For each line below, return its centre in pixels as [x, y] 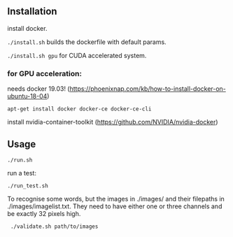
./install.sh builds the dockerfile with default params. [87, 42]
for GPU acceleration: [45, 73]
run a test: [22, 173]
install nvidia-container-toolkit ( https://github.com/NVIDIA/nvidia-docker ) [113, 122]
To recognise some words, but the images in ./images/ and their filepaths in [116, 199]
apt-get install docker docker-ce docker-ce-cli [79, 109]
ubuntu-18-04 [27, 96]
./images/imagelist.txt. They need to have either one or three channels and [115, 206]
